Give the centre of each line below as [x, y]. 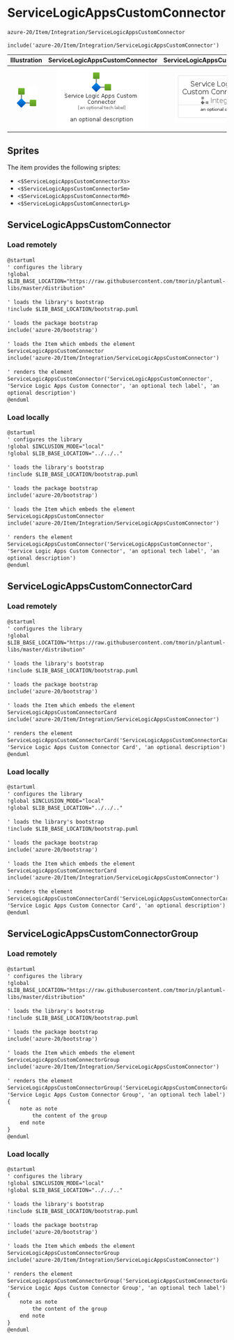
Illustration [26, 60]
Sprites [23, 150]
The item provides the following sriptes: [64, 167]
